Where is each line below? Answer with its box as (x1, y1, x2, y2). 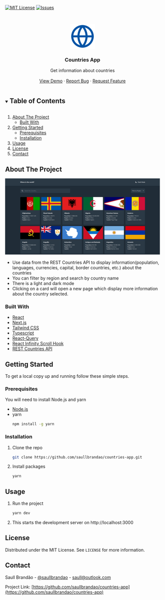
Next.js (12, 319, 27, 325)
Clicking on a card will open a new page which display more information (12, 286, 158, 291)
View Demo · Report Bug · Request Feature (39, 78, 126, 84)
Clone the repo (12, 444, 43, 451)
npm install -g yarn (12, 422, 55, 426)
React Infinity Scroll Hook (12, 341, 64, 347)
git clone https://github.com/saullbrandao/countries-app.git (12, 455, 142, 459)
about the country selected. (12, 291, 69, 297)
